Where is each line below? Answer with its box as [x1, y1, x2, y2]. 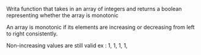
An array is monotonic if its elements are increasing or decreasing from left [6, 24, 195, 31]
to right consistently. [6, 30, 58, 37]
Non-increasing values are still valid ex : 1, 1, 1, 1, [6, 42, 128, 49]
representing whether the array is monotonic [6, 12, 119, 19]
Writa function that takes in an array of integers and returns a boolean [6, 5, 182, 12]
